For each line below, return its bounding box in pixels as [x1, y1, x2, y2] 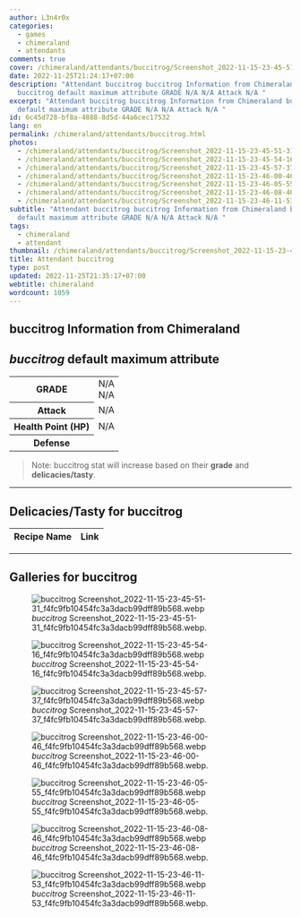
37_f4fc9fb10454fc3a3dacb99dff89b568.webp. [31, 714, 208, 724]
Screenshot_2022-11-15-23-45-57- [68, 705, 199, 715]
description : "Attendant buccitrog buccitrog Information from [9, 80, 251, 89]
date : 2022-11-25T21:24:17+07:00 [9, 72, 134, 81]
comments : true [9, 55, 66, 64]
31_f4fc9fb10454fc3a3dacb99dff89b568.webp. [31, 622, 208, 633]
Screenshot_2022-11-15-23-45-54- [68, 658, 200, 669]
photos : [9, 138, 39, 147]
